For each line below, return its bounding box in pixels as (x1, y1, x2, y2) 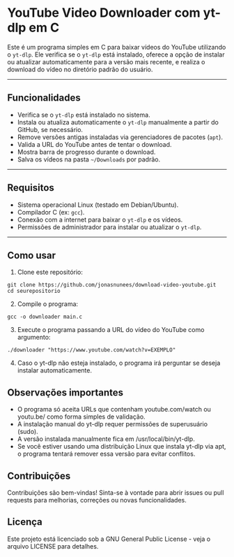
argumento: (17, 333, 51, 342)
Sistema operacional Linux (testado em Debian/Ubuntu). (17, 201, 179, 209)
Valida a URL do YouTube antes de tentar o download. (17, 140, 172, 148)
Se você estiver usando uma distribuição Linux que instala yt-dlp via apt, (17, 442, 226, 451)
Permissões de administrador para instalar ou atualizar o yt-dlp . (17, 222, 202, 231)
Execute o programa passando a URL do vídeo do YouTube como (17, 326, 205, 334)
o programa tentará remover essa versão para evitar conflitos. (17, 449, 196, 458)
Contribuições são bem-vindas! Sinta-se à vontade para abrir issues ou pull (7, 489, 224, 497)
